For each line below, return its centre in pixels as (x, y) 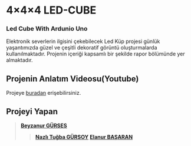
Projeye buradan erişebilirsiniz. (44, 93)
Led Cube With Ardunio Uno (47, 29)
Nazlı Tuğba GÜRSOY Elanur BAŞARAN (84, 137)
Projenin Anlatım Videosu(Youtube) (73, 79)
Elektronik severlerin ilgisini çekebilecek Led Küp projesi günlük (83, 41)
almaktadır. (19, 60)
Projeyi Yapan (32, 112)
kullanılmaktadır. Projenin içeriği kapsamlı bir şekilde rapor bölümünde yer (96, 54)
